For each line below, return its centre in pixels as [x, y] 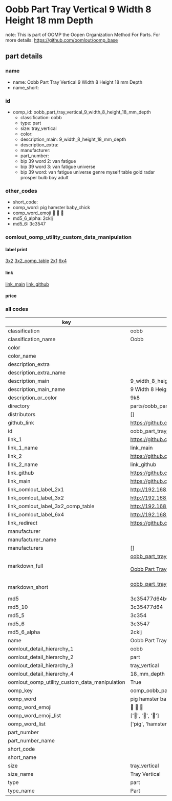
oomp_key [20, 691]
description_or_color [33, 398]
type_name [21, 791]
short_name [22, 757]
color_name [22, 356]
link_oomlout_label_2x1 [36, 490]
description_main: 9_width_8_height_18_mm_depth [73, 139]
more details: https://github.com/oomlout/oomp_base [62, 40]
